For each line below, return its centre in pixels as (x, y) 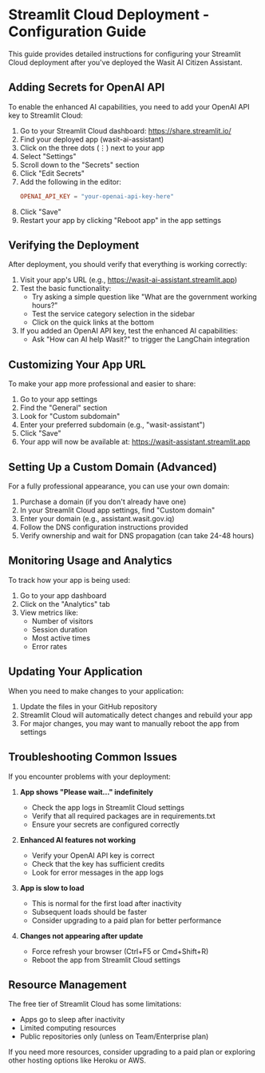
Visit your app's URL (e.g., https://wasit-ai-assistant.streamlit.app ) (129, 280)
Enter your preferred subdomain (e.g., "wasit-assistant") (113, 425)
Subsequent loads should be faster (89, 911)
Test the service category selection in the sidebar (113, 314)
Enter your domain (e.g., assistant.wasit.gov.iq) (97, 519)
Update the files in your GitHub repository (88, 706)
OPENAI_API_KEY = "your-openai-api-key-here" (97, 196)
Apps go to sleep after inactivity (72, 1019)
